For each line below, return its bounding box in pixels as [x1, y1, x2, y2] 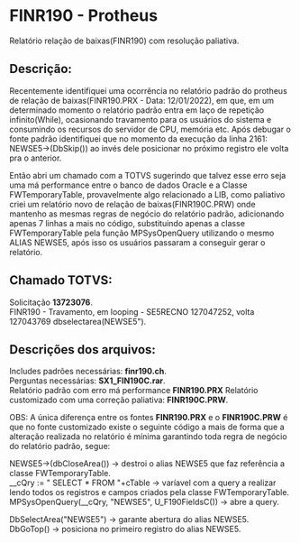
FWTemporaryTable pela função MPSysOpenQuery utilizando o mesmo [9, 227, 275, 238]
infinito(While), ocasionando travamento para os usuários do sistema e [9, 114, 272, 124]
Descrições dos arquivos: [9, 342, 156, 357]
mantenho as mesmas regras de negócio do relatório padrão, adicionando [9, 208, 285, 219]
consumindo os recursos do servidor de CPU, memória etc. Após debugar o [9, 124, 291, 134]
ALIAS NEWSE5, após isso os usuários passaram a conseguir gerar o [9, 236, 266, 248]
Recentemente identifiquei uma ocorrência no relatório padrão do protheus [9, 85, 288, 96]
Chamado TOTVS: [9, 272, 113, 289]
